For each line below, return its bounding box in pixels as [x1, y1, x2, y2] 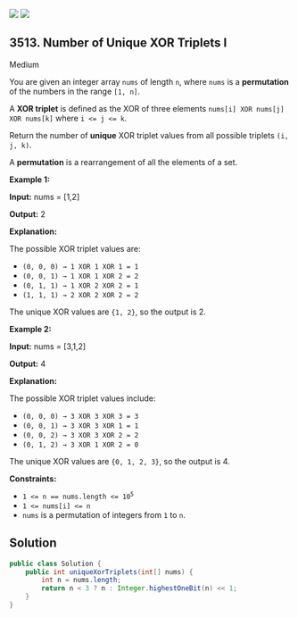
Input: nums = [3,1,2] [9, 340, 87, 352]
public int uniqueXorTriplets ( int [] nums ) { [25, 567, 194, 576]
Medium [9, 59, 40, 70]
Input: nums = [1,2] [9, 191, 80, 202]
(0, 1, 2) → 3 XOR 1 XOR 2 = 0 [21, 440, 139, 449]
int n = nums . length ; [41, 576, 122, 585]
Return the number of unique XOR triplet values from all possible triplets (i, [9, 129, 289, 140]
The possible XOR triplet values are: [9, 243, 141, 254]
